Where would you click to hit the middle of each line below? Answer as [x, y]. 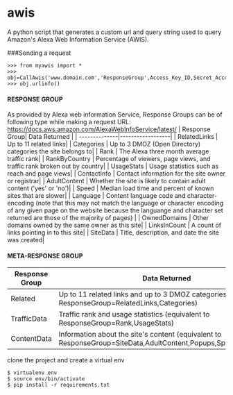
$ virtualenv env [32, 373]
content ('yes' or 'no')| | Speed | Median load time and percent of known [111, 188]
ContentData [31, 339]
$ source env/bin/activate [46, 379]
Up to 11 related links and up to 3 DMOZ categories [143, 294]
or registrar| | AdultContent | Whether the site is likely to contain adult [106, 181]
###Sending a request [39, 53]
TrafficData [29, 319]
